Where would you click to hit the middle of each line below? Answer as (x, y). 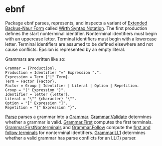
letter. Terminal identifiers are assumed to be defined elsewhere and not (79, 44)
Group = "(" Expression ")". (35, 90)
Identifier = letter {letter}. (38, 94)
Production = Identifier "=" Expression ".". (53, 73)
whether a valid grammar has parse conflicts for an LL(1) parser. (71, 138)
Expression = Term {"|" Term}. (38, 77)
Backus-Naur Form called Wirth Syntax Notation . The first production (76, 28)
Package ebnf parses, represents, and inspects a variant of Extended (76, 23)
